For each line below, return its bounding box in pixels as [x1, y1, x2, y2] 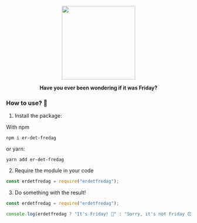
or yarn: [6, 145, 25, 152]
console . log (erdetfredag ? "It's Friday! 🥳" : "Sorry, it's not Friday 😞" [6, 211, 195, 217]
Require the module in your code [14, 167, 94, 174]
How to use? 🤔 [6, 99, 48, 107]
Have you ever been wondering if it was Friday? [39, 84, 158, 91]
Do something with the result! [14, 189, 86, 197]
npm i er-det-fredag [6, 135, 57, 141]
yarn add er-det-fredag [6, 157, 64, 163]
